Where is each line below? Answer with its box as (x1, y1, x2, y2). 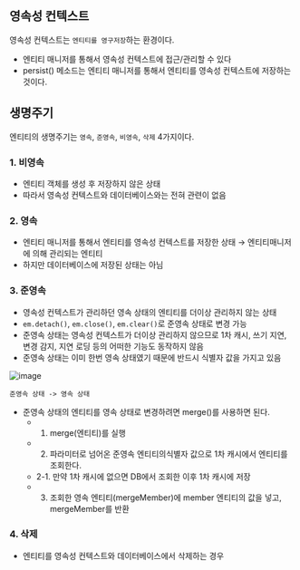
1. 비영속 (9, 156, 45, 169)
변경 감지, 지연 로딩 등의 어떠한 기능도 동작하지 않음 (22, 341, 204, 352)
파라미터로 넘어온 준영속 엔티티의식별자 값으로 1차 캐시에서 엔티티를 (49, 448, 288, 459)
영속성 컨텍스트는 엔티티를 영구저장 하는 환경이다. (9, 34, 175, 45)
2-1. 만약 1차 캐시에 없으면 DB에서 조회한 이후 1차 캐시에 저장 (35, 470, 251, 482)
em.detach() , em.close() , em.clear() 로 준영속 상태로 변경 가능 (22, 318, 247, 329)
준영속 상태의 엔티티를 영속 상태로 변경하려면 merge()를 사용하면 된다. (22, 406, 270, 417)
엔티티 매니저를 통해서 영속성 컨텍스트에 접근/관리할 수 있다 (22, 53, 232, 64)
